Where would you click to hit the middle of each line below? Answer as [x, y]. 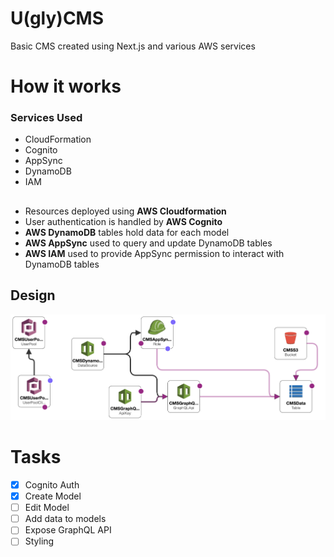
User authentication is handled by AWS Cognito [123, 221]
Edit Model [47, 508]
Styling [39, 541]
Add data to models [65, 519]
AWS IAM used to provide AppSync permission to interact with [154, 253]
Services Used [46, 118]
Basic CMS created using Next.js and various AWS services [133, 46]
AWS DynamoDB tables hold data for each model [127, 232]
